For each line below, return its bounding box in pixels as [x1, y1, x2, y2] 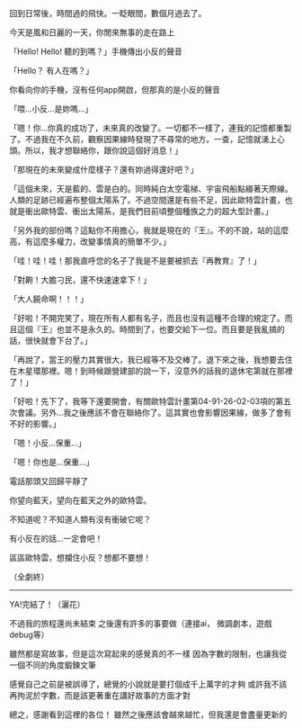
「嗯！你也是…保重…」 [9, 457, 94, 467]
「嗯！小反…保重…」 [9, 437, 87, 448]
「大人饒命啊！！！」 [9, 293, 88, 304]
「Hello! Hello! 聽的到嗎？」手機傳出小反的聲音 [9, 46, 182, 57]
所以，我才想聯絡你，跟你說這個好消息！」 [24, 145, 182, 156]
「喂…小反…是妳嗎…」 [9, 103, 93, 114]
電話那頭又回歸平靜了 [9, 476, 88, 486]
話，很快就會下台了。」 [9, 336, 93, 346]
